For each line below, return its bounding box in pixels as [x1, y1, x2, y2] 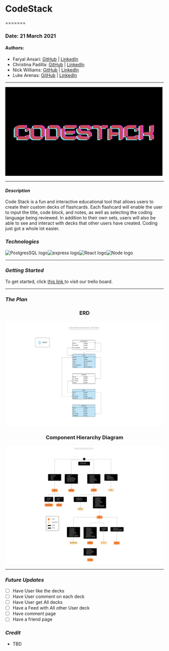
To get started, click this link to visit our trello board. [5, 278, 113, 285]
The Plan [5, 296, 28, 303]
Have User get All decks [12, 599, 63, 606]
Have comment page [12, 611, 56, 617]
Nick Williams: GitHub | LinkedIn [12, 67, 79, 73]
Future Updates [5, 576, 44, 583]
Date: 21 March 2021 [5, 32, 56, 39]
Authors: [5, 45, 24, 51]
